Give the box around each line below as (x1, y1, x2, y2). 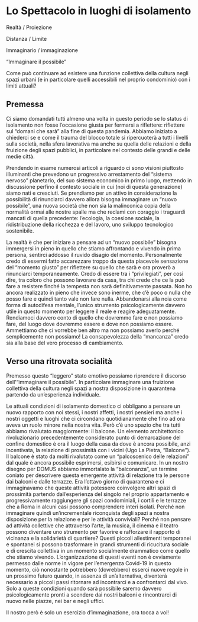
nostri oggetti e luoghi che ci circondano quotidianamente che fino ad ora (6, 415, 185, 422)
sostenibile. (6, 227, 34, 234)
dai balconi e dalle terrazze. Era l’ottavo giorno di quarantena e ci (6, 478, 164, 485)
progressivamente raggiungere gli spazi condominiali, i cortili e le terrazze (6, 497, 187, 504)
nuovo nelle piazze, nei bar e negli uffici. (6, 597, 105, 604)
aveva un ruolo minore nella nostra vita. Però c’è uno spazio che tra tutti (6, 421, 181, 428)
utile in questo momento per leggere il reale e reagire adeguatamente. (6, 308, 176, 315)
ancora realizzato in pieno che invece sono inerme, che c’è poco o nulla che (6, 289, 191, 296)
